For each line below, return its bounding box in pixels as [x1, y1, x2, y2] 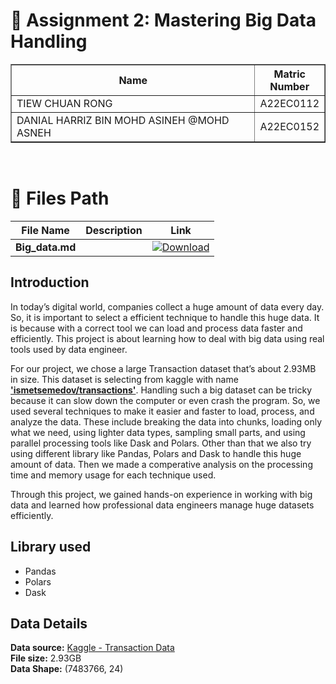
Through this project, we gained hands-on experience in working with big [10, 488, 313, 500]
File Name [21, 223, 70, 237]
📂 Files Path [10, 187, 110, 210]
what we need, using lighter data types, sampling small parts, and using [10, 426, 306, 438]
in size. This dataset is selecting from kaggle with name [10, 373, 239, 385]
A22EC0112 [259, 96, 320, 110]
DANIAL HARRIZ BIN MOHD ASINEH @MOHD [16, 113, 230, 127]
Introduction [10, 274, 90, 291]
